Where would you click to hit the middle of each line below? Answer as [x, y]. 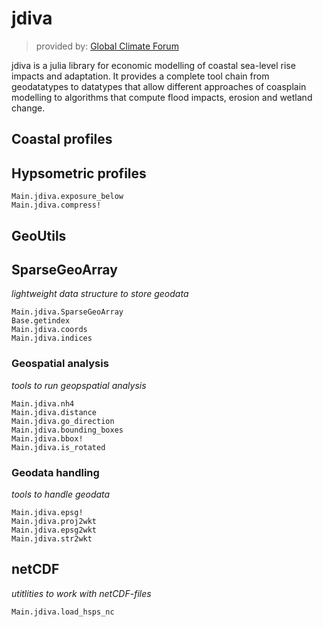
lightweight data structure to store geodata [100, 294]
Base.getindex [41, 321]
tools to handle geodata [61, 494]
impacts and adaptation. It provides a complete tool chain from [140, 76]
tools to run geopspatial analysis [79, 385]
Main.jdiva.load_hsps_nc [63, 612]
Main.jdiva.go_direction [63, 421]
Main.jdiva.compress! [56, 205]
